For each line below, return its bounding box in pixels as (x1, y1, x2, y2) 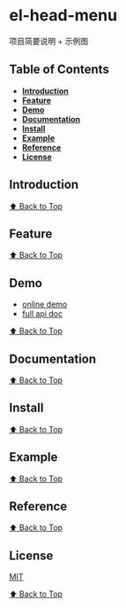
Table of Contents (9, 62, 110, 77)
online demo (21, 299, 68, 310)
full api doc (21, 308, 63, 319)
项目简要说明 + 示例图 (9, 35, 89, 46)
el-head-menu (9, 5, 117, 26)
